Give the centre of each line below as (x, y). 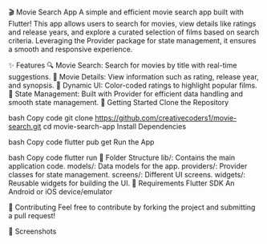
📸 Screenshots (32, 231)
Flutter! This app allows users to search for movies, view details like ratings (132, 24)
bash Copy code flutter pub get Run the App (81, 142)
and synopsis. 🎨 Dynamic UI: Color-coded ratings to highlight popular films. (133, 85)
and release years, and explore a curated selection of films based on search (134, 32)
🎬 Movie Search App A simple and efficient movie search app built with (126, 12)
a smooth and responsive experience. (71, 49)
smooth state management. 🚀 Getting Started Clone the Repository (119, 102)
